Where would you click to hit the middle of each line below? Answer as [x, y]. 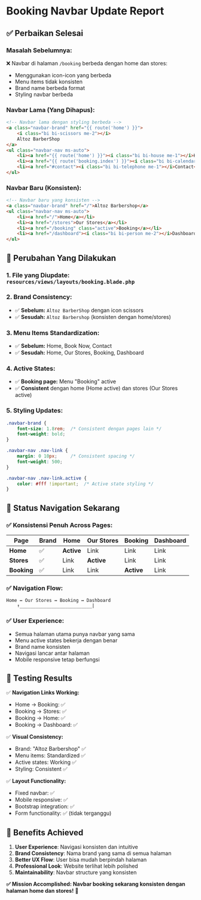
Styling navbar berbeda [44, 94]
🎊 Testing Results [39, 678]
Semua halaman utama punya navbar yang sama [75, 634]
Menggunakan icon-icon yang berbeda [63, 75]
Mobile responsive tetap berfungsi [57, 659]
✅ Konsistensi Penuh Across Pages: [60, 525]
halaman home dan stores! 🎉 [42, 891]
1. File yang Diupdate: [38, 275]
